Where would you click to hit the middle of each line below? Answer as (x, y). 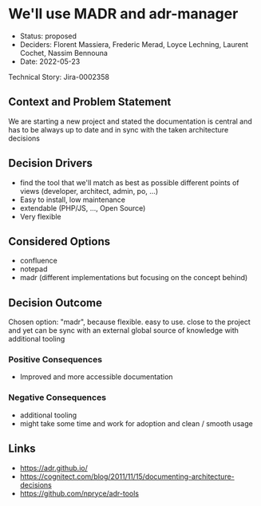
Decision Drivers (51, 163)
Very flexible (40, 216)
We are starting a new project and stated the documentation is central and (130, 121)
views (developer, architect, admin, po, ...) (89, 191)
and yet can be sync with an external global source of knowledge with (124, 330)
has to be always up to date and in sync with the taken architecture (119, 129)
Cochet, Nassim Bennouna (63, 53)
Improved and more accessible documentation (96, 377)
